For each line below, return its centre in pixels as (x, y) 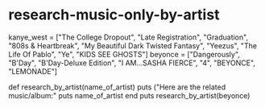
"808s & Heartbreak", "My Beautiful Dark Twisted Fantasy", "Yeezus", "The (133, 45)
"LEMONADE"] (33, 71)
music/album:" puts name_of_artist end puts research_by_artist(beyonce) (129, 95)
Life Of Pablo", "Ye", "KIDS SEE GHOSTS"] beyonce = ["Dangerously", (124, 54)
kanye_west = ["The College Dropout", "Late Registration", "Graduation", (128, 37)
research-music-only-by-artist (114, 15)
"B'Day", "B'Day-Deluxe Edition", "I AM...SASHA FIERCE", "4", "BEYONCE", (132, 63)
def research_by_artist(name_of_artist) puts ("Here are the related (117, 87)
